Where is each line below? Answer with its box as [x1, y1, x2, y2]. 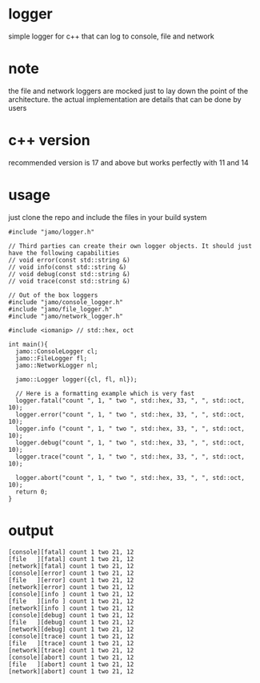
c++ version [8, 132, 90, 149]
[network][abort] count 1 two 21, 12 [8, 667, 134, 675]
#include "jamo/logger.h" [8, 228, 94, 236]
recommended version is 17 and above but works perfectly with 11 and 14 [8, 157, 250, 167]
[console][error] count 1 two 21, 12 [8, 569, 134, 577]
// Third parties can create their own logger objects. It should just [8, 242, 252, 250]
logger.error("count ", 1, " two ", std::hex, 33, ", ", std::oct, [15, 410, 246, 418]
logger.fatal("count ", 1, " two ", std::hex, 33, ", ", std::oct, [15, 396, 246, 405]
